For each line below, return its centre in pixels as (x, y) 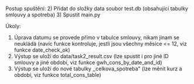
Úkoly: (13, 26)
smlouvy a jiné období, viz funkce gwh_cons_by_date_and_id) (88, 62)
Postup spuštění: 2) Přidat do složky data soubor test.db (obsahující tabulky (97, 9)
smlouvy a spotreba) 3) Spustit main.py (53, 15)
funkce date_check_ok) (42, 50)
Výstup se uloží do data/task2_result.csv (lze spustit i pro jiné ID (91, 56)
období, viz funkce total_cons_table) (57, 75)
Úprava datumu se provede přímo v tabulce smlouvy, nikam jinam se (97, 37)
